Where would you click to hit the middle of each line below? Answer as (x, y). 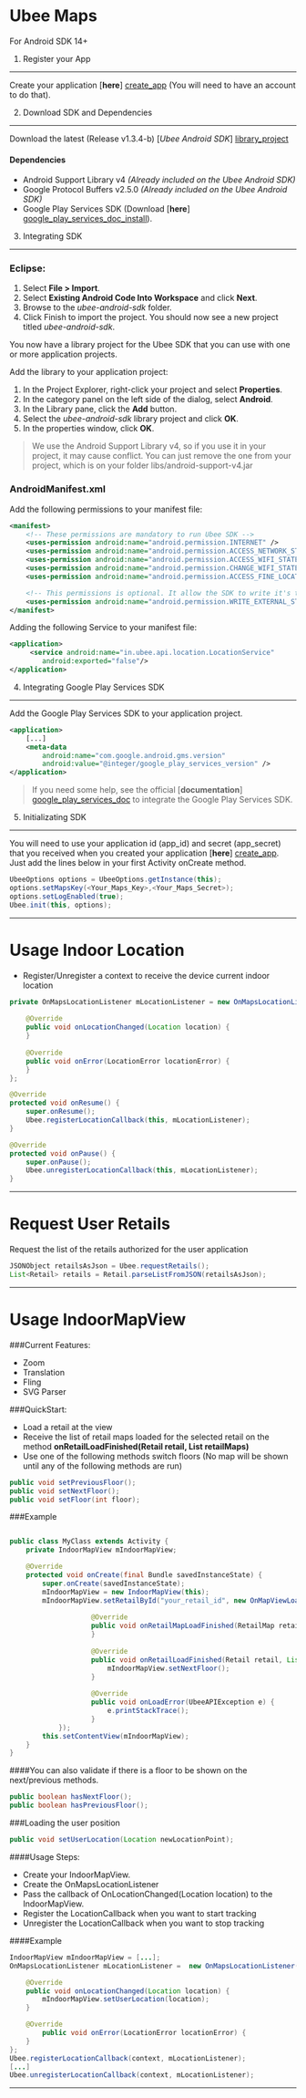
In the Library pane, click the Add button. (100, 409)
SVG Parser (44, 1391)
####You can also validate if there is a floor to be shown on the (128, 1771)
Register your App (56, 58)
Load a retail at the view (67, 1427)
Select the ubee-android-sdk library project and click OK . (131, 419)
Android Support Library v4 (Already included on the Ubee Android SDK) (159, 180)
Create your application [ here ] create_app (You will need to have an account (153, 85)
